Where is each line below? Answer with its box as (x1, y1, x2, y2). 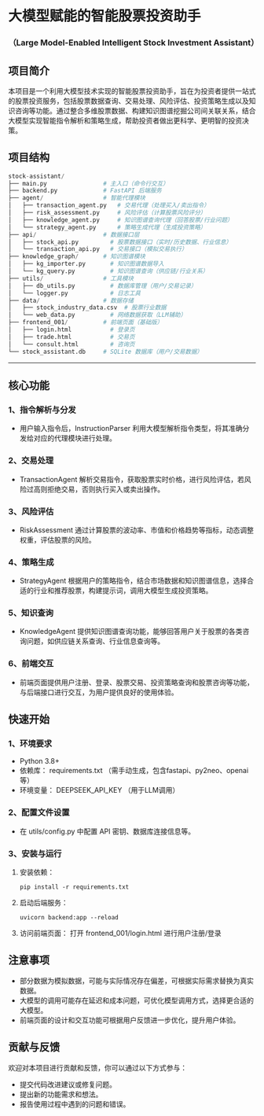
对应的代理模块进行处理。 (33, 433, 116, 443)
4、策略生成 (8, 556, 54, 567)
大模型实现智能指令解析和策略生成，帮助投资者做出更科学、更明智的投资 (8, 116, 242, 125)
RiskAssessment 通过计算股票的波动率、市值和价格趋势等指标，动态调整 (19, 525, 254, 535)
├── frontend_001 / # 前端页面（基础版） (8, 319, 163, 326)
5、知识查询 (8, 607, 53, 618)
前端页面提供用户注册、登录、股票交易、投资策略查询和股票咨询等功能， (19, 677, 254, 687)
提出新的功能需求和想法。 (19, 1089, 103, 1099)
